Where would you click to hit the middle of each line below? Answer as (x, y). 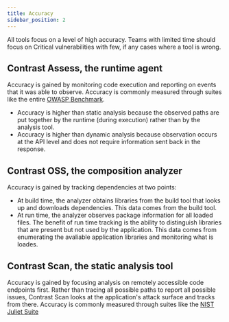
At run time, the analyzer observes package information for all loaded (115, 215)
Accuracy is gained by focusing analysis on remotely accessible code (106, 282)
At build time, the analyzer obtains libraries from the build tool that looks (119, 200)
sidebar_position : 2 (37, 20)
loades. (27, 244)
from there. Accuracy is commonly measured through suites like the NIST (111, 304)
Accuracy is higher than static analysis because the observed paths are (118, 113)
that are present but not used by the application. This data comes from (117, 230)
